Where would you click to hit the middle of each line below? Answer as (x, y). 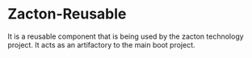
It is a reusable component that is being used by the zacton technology (126, 36)
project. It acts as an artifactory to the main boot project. (101, 44)
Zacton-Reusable (67, 14)
